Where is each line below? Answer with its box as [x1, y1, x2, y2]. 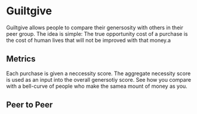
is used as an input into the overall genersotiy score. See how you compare [6, 76, 192, 83]
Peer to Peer [6, 100, 53, 110]
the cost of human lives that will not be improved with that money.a [6, 36, 171, 44]
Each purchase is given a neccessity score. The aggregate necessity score [6, 70, 191, 77]
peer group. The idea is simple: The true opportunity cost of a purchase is [6, 30, 188, 37]
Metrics [6, 54, 36, 64]
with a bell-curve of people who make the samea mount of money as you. [6, 82, 188, 90]
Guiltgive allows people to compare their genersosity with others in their [6, 24, 183, 31]
